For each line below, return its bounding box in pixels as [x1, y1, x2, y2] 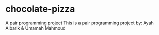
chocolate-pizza [5, 3, 75, 15]
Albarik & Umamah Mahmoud [5, 25, 66, 31]
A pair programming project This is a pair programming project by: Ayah [5, 20, 154, 26]
